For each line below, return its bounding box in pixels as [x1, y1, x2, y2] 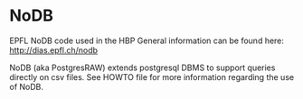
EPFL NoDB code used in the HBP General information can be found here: [9, 35, 285, 46]
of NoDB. [9, 81, 43, 92]
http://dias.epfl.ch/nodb [9, 44, 98, 55]
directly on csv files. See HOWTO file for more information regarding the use [9, 71, 295, 82]
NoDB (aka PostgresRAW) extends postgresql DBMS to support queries [9, 62, 276, 73]
